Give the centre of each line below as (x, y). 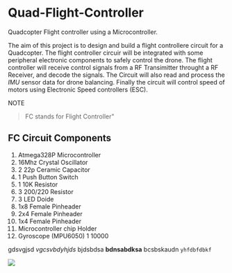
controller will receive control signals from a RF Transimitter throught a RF (113, 67)
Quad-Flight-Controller (76, 13)
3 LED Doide (36, 199)
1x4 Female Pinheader (50, 221)
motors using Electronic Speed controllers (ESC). (78, 89)
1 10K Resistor (38, 184)
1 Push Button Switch (48, 177)
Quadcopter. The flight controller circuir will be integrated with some (106, 53)
